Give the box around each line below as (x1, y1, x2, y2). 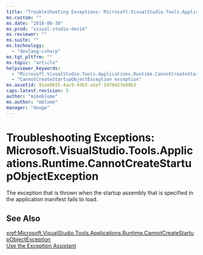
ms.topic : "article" (6, 59, 59, 65)
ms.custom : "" (6, 15, 42, 21)
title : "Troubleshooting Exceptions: (6, 8, 101, 15)
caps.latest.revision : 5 (6, 88, 69, 94)
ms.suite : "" (6, 37, 39, 43)
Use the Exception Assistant (6, 242, 77, 250)
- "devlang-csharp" (11, 48, 61, 55)
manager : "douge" (6, 104, 50, 111)
